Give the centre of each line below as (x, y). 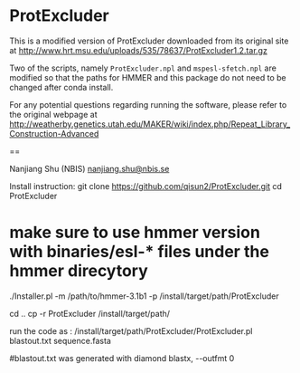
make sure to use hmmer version (135, 233)
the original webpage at (53, 114)
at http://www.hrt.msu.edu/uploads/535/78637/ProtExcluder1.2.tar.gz (139, 50)
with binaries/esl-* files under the (139, 252)
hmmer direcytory (79, 271)
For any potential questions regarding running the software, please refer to (148, 104)
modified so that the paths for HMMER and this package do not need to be (148, 77)
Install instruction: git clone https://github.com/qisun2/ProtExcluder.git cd (146, 186)
